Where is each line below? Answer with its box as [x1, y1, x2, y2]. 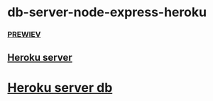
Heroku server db [7, 79, 113, 95]
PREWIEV [7, 30, 41, 40]
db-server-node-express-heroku [7, 4, 207, 20]
